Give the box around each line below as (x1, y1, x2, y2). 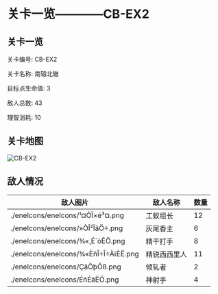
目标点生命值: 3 (7, 84, 51, 93)
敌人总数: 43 (7, 99, 43, 107)
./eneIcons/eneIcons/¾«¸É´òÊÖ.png (10, 236, 125, 245)
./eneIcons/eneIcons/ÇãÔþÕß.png (10, 262, 121, 271)
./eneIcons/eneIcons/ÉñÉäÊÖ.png (10, 275, 119, 284)
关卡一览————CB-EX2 (7, 6, 149, 22)
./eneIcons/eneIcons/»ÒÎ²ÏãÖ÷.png (10, 223, 123, 233)
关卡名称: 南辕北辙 (7, 70, 59, 77)
